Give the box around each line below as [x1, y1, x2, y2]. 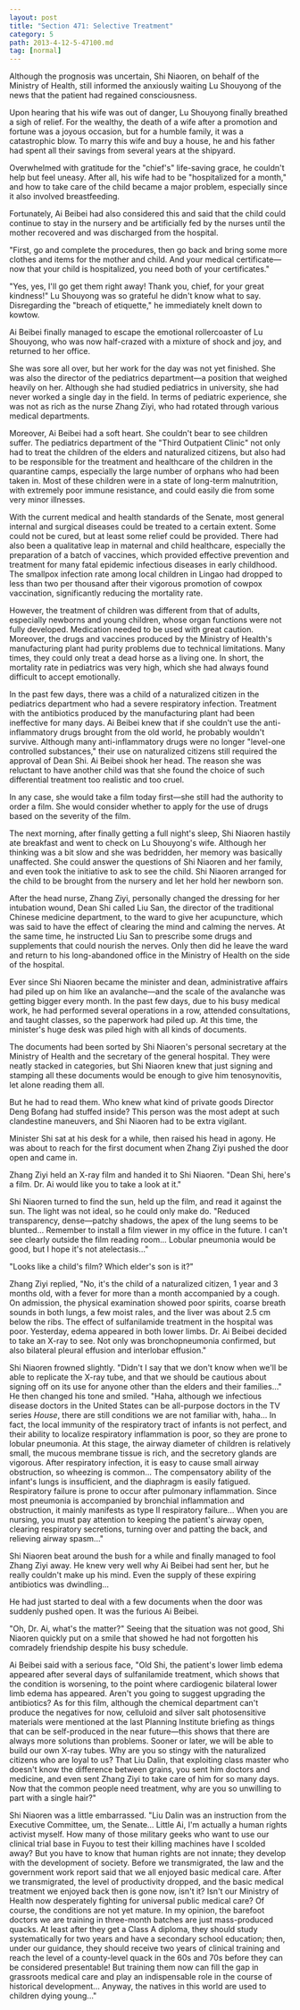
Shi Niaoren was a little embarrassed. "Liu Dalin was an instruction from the [9, 1810, 287, 1820]
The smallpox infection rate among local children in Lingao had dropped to [9, 569, 283, 579]
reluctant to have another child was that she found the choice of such [9, 765, 265, 776]
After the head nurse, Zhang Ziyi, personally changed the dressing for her [9, 893, 280, 904]
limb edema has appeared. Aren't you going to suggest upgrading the [9, 1688, 266, 1699]
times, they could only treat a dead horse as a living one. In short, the [9, 653, 264, 663]
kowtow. [9, 309, 40, 320]
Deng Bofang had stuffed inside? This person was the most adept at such [9, 1106, 279, 1118]
